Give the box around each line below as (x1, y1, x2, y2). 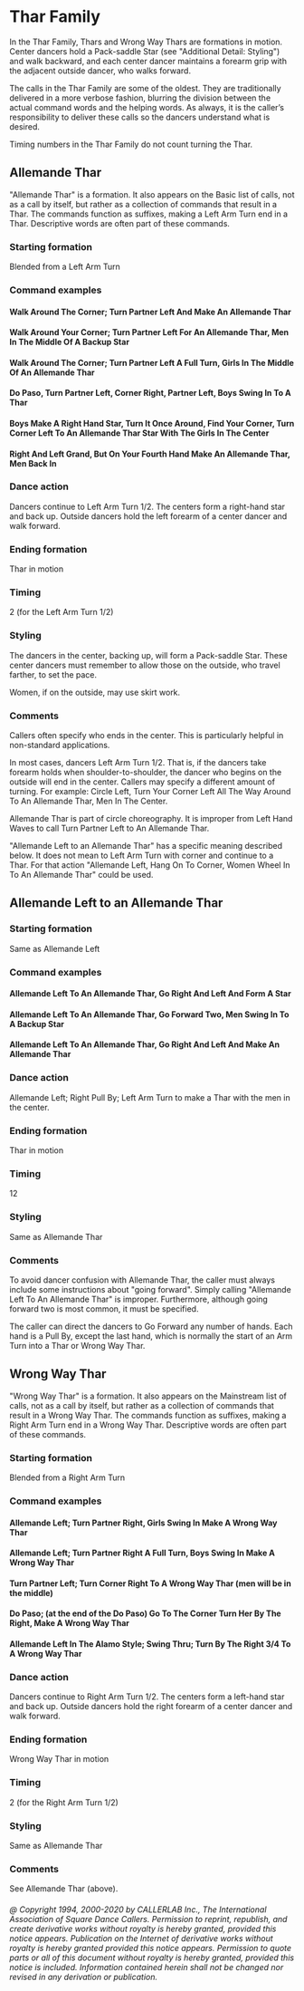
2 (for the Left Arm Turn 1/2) (9, 607, 114, 618)
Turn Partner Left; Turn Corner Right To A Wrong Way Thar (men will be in (9, 1578, 291, 1589)
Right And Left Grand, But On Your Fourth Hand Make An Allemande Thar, (9, 448, 291, 459)
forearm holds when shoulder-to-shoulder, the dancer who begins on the (9, 767, 282, 778)
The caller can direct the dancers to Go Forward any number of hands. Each (9, 1321, 293, 1332)
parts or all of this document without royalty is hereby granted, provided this (9, 1952, 295, 1963)
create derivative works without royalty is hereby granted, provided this (9, 1923, 277, 1934)
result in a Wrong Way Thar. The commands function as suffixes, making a (9, 1409, 287, 1420)
